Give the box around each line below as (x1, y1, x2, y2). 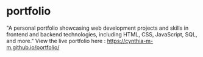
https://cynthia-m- (107, 37, 154, 44)
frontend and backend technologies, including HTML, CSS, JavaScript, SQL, (6, 30, 198, 38)
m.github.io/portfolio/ (6, 44, 60, 51)
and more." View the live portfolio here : (6, 37, 106, 44)
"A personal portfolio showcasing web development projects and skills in (6, 24, 189, 32)
